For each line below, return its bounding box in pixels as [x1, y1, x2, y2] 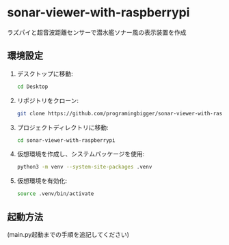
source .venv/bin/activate [16, 190, 94, 197]
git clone [16, 110, 46, 117]
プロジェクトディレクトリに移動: [16, 123, 109, 131]
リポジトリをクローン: [16, 96, 79, 104]
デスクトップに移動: [16, 70, 73, 78]
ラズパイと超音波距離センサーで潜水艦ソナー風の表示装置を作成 [7, 28, 187, 36]
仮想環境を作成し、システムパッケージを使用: [16, 150, 145, 158]
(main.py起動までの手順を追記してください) [7, 230, 130, 238]
